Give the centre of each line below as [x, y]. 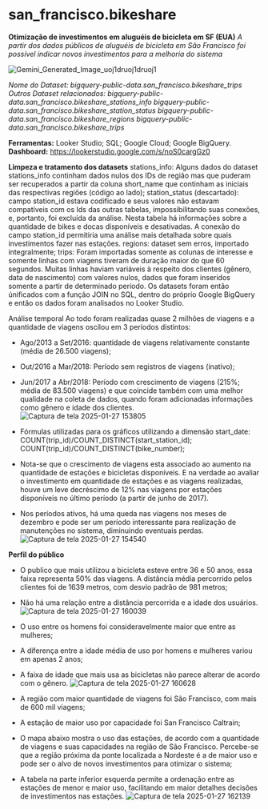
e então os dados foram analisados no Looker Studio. [96, 302]
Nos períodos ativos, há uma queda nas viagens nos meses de [123, 513]
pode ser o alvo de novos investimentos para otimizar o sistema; [126, 763]
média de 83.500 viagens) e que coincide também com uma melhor [132, 390]
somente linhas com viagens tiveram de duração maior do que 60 [117, 260]
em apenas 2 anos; [51, 659]
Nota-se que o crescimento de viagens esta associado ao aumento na [136, 464]
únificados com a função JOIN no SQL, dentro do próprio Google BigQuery [132, 294]
